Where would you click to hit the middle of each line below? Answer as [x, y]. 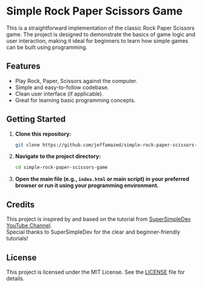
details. [15, 278]
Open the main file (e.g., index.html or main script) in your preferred [102, 179]
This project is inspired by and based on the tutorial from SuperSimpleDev [98, 219]
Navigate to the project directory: [58, 156]
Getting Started [36, 119]
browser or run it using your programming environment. [87, 185]
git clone [28, 145]
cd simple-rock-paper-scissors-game [61, 168]
